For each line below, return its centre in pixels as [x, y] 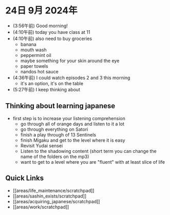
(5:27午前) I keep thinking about [46, 89]
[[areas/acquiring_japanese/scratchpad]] [56, 201]
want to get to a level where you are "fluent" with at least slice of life [93, 162]
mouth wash [34, 50]
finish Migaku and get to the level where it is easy [73, 140]
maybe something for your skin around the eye [70, 61]
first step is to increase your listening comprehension [69, 118]
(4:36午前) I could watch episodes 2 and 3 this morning [71, 77]
